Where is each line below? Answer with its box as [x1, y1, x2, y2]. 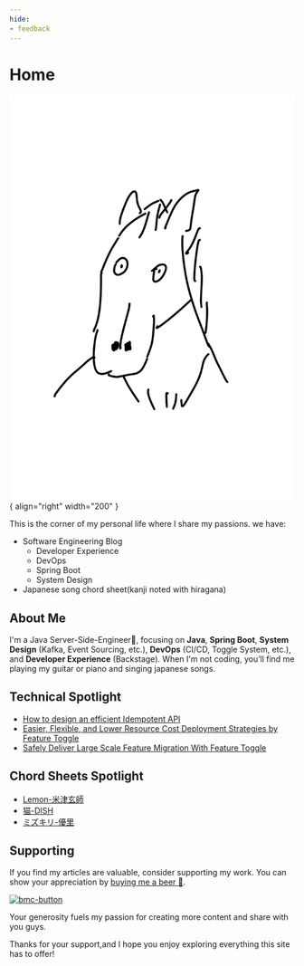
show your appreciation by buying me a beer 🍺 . [9, 876, 186, 887]
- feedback [9, 24, 51, 33]
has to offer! [9, 949, 55, 960]
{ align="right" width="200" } [9, 501, 119, 512]
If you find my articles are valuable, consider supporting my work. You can [9, 867, 287, 878]
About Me [9, 610, 66, 626]
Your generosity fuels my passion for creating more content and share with [9, 912, 290, 923]
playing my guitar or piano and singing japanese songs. [9, 664, 215, 674]
